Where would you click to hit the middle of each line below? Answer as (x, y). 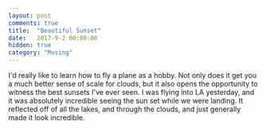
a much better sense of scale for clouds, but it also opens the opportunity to (133, 84)
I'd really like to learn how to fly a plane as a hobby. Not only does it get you (133, 75)
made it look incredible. (47, 117)
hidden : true (30, 45)
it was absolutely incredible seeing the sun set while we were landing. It (126, 101)
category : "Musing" (41, 53)
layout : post (30, 16)
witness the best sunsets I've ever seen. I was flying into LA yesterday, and (131, 92)
